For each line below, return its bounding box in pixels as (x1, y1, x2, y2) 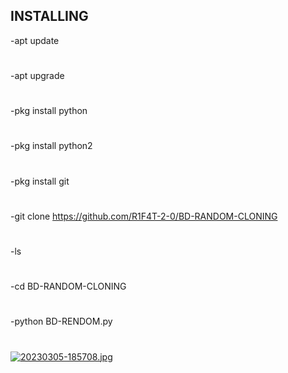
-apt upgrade (10, 70, 65, 81)
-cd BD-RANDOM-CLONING (10, 280, 127, 293)
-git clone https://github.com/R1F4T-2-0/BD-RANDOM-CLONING (10, 210, 278, 222)
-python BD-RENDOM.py (10, 315, 113, 328)
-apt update (10, 34, 60, 46)
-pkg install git (10, 175, 70, 187)
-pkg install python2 (10, 140, 93, 152)
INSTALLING (10, 8, 89, 25)
